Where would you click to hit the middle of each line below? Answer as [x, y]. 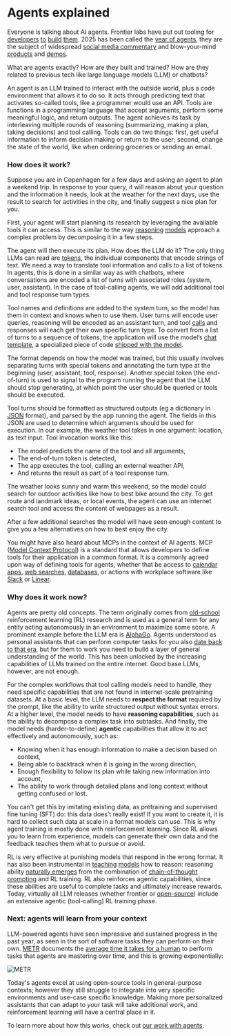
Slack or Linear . [29, 579]
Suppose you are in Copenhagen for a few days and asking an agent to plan [115, 180]
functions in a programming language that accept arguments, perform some [115, 110]
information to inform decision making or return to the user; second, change [115, 139]
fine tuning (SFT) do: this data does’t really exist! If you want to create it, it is [115, 814]
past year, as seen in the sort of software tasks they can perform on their [111, 941]
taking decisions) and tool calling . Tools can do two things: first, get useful [113, 132]
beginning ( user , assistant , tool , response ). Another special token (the [106, 373]
